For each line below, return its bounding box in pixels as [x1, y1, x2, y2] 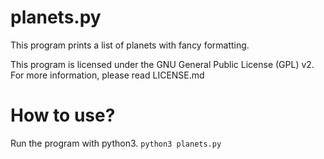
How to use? [10, 104, 116, 127]
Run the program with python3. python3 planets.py [10, 137, 222, 149]
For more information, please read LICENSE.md [10, 69, 205, 81]
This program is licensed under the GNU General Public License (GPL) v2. [10, 58, 315, 70]
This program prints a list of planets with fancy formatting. [10, 39, 250, 51]
